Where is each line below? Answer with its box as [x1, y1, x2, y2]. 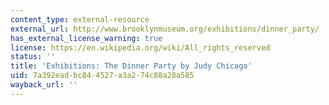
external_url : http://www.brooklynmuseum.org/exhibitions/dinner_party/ [10, 24, 320, 34]
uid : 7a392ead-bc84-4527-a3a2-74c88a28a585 [10, 71, 195, 81]
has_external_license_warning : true [10, 33, 163, 43]
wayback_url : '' [10, 80, 78, 90]
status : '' [10, 52, 56, 62]
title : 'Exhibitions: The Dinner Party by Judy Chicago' [10, 61, 253, 71]
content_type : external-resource [10, 14, 150, 25]
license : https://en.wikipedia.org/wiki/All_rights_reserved [10, 42, 271, 53]
